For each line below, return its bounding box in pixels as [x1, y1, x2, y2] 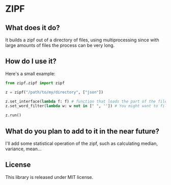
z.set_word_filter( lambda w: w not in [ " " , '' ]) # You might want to [5, 103, 158, 109]
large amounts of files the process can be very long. [5, 42, 115, 48]
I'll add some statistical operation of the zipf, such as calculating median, [5, 141, 158, 146]
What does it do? [5, 23, 60, 32]
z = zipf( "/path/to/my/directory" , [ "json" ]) [5, 90, 103, 95]
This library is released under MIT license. [5, 174, 94, 180]
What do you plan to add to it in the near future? [5, 127, 159, 136]
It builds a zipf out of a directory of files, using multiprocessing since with [5, 37, 159, 43]
